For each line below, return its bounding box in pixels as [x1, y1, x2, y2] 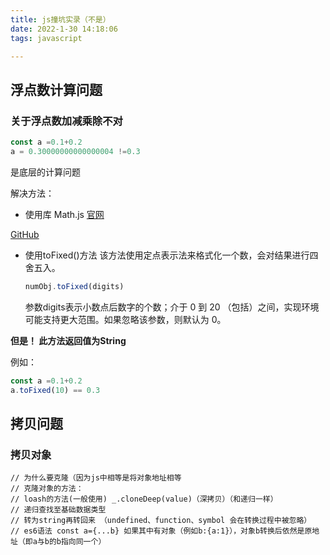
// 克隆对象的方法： [10, 484, 84, 494]
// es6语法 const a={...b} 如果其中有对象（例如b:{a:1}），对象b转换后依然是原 [10, 526, 313, 536]
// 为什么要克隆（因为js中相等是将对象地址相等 [10, 473, 182, 483]
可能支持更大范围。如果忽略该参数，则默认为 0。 [24, 313, 227, 325]
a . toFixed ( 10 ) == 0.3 [10, 385, 101, 395]
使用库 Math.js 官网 [24, 208, 105, 220]
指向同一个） [60, 537, 107, 547]
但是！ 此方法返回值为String [10, 334, 127, 346]
